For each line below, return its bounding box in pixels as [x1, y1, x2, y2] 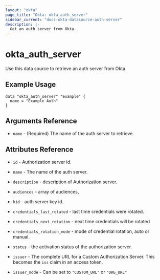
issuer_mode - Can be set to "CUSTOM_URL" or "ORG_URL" [12, 269, 127, 275]
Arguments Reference [5, 117, 78, 125]
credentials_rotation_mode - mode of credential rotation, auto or [12, 228, 150, 234]
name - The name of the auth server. [12, 168, 88, 175]
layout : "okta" [5, 7, 38, 13]
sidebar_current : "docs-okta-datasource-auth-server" [5, 17, 123, 22]
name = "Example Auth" [10, 98, 58, 103]
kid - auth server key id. [12, 198, 64, 205]
